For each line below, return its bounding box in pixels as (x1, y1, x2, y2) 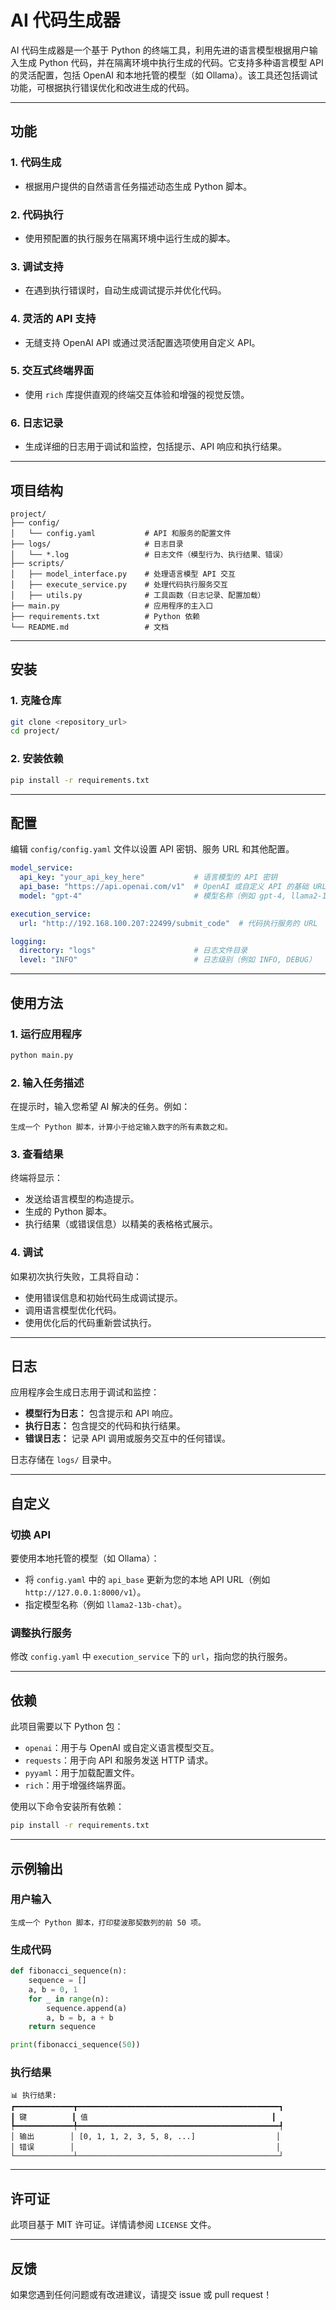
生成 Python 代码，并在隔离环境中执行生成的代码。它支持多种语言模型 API (18, 56, 324, 68)
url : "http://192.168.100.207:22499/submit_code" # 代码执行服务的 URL (19, 918, 318, 928)
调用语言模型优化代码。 (24, 1304, 122, 1316)
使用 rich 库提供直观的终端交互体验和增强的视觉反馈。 (24, 388, 250, 400)
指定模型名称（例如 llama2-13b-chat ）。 (24, 1599, 188, 1611)
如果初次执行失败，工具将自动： (10, 1270, 142, 1282)
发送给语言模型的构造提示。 (24, 1193, 140, 1205)
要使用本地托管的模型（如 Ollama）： (10, 1552, 160, 1565)
